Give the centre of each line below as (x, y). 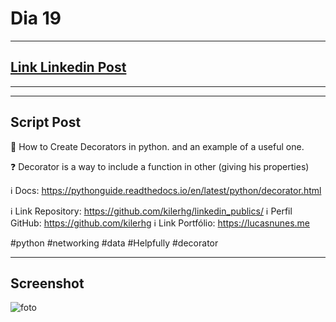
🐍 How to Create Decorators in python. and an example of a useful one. (157, 146)
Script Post (46, 122)
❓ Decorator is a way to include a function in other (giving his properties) (160, 166)
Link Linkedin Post (68, 67)
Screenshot (47, 283)
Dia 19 (36, 18)
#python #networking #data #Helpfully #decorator (114, 243)
